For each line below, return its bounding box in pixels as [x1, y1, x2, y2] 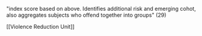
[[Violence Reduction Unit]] [6, 23, 75, 30]
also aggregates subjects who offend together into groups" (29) [6, 11, 167, 19]
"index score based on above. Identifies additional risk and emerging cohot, [6, 5, 197, 12]
